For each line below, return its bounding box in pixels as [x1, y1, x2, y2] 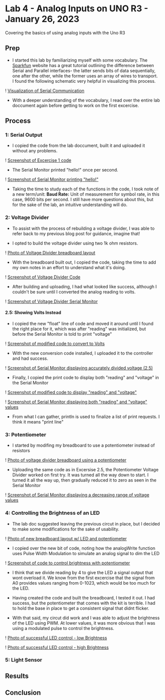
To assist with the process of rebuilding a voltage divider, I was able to [12, 225, 155, 231]
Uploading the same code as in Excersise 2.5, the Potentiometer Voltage [12, 467, 159, 473]
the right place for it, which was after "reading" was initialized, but [12, 326, 146, 332]
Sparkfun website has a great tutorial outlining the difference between [12, 62, 154, 68]
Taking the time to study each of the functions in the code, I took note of [12, 186, 159, 192]
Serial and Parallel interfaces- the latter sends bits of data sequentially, [12, 68, 156, 73]
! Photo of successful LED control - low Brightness [5, 634, 107, 641]
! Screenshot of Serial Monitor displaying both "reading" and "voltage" [5, 399, 147, 405]
